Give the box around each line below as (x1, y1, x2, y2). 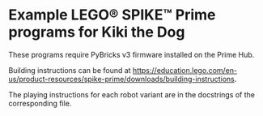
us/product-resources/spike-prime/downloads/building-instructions (8, 74, 235, 84)
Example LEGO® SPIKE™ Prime (8, 6, 216, 24)
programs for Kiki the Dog (8, 23, 185, 41)
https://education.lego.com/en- (132, 65, 237, 75)
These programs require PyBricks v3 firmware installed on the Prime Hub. (8, 49, 255, 59)
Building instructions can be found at (8, 65, 131, 75)
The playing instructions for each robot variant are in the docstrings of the (8, 89, 256, 99)
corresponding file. (8, 98, 72, 108)
